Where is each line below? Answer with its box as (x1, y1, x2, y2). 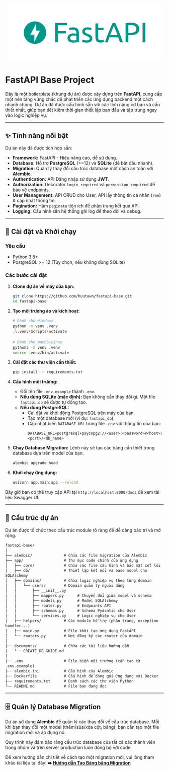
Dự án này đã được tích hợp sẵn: (5, 145, 72, 151)
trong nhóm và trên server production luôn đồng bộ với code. (5, 744, 132, 750)
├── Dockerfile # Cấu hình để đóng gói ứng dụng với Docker (5, 673, 158, 678)
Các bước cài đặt (5, 272, 47, 279)
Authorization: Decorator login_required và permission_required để (12, 181, 155, 187)
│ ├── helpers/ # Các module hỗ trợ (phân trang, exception (5, 618, 158, 623)
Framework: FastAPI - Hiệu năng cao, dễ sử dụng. (12, 155, 117, 161)
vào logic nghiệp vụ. (5, 112, 48, 118)
